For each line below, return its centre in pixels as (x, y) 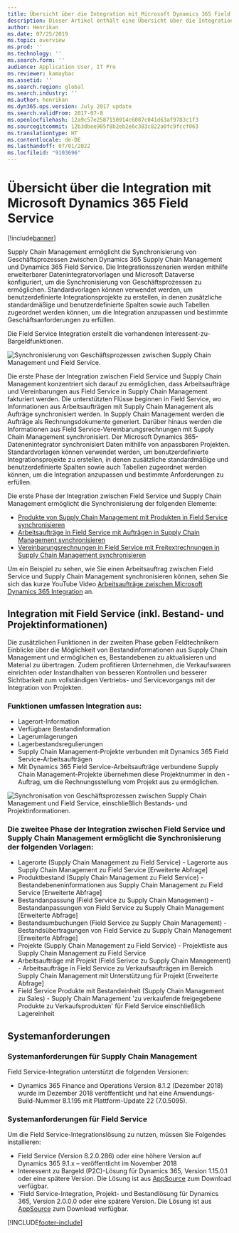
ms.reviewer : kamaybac (41, 73)
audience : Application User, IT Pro (62, 67)
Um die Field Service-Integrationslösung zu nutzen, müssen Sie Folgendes (117, 1135)
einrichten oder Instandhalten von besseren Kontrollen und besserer (107, 672)
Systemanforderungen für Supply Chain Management (102, 1056)
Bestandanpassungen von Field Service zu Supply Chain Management (121, 908)
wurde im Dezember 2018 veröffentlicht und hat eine (95, 1094)
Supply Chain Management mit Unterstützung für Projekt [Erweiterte (118, 976)
